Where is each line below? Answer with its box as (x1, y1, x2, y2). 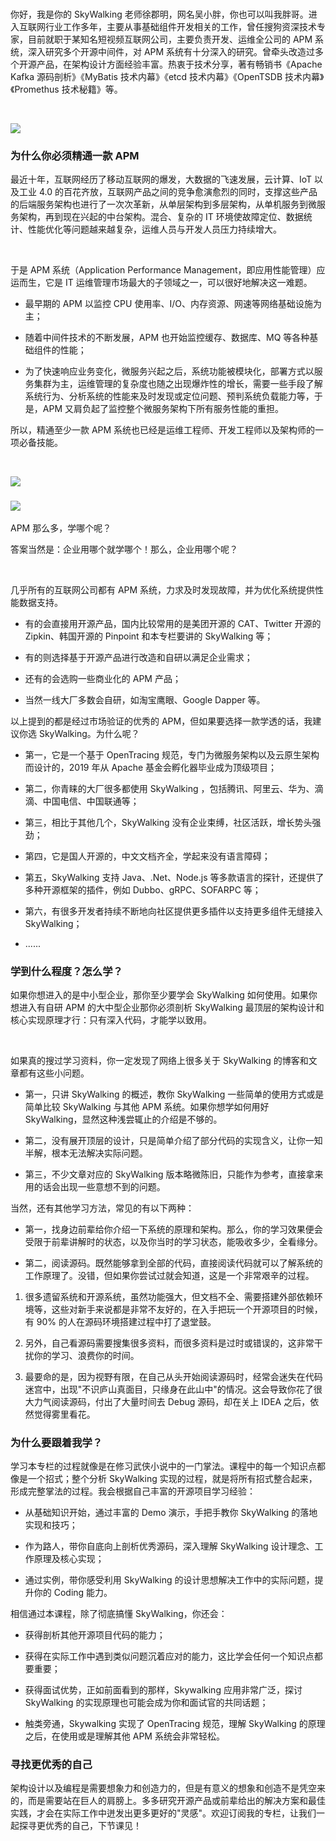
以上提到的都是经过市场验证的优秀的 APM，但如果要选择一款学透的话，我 (10, 715, 313, 727)
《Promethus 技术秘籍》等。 (10, 83, 123, 95)
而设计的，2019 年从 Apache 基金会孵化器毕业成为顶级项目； (24, 761, 278, 773)
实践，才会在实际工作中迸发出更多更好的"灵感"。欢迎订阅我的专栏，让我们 (10, 1807, 317, 1819)
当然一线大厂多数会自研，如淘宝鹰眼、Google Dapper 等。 (24, 693, 266, 706)
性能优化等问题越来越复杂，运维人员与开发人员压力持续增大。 (27, 223, 282, 236)
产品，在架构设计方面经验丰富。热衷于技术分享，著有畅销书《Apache (36, 58, 323, 70)
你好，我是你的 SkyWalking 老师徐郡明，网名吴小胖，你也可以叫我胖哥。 (10, 8, 309, 20)
